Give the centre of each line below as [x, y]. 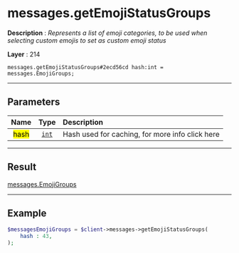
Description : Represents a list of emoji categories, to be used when [107, 33]
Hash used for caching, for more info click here [141, 134]
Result [22, 167]
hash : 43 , [36, 237]
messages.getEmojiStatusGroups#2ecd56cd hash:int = [85, 67]
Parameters [34, 102]
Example [27, 213]
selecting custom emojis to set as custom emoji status [87, 40]
